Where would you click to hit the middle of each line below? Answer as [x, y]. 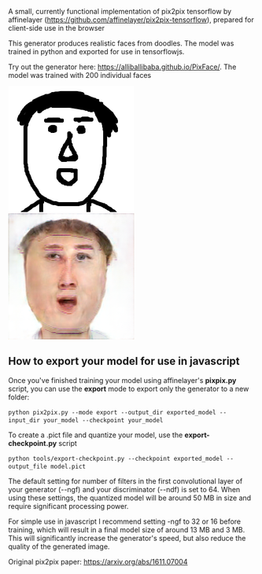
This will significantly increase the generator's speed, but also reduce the [127, 538]
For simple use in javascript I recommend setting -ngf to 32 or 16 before [125, 521]
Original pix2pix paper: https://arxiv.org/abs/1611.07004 [98, 561]
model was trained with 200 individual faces [80, 75]
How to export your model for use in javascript [124, 361]
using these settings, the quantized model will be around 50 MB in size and [130, 498]
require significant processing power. [68, 506]
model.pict [68, 466]
